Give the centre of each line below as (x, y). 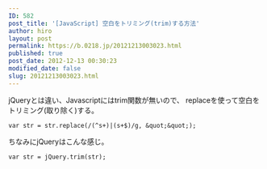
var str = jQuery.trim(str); (57, 157)
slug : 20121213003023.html (54, 76)
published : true (35, 53)
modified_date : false (45, 69)
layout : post (30, 38)
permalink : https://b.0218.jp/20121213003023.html (95, 46)
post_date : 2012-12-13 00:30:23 (63, 61)
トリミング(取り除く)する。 (54, 110)
